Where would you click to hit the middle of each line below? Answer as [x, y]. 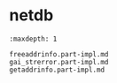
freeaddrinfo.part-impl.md [59, 54]
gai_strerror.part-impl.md [59, 62]
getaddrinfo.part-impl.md [57, 70]
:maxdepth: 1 [33, 39]
